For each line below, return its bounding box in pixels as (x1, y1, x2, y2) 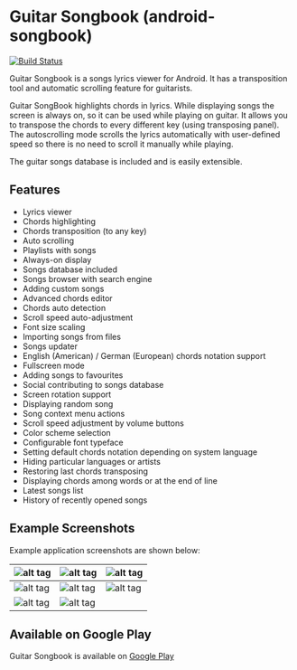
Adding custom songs (22, 283, 105, 294)
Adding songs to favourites (22, 369, 124, 381)
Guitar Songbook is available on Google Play (9, 651, 174, 662)
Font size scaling (22, 321, 86, 332)
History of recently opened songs (22, 495, 148, 505)
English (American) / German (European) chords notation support (22, 350, 266, 361)
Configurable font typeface (22, 437, 124, 448)
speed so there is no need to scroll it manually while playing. (9, 138, 234, 149)
